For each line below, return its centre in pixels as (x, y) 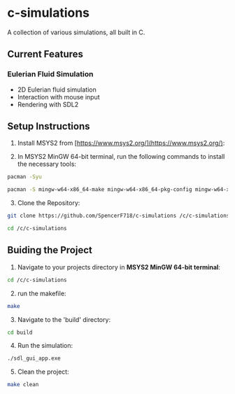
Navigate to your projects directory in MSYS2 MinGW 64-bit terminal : (119, 267)
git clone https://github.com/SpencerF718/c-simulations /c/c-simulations (119, 216)
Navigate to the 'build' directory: (64, 319)
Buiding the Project (50, 250)
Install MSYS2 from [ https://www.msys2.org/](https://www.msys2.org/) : (121, 143)
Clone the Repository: (49, 203)
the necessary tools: (47, 164)
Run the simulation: (45, 346)
